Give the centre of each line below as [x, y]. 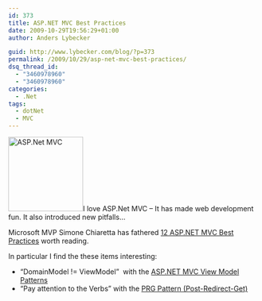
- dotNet [30, 111]
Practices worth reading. [49, 241]
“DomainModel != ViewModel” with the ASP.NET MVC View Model [129, 272]
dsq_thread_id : [33, 67]
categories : [28, 89]
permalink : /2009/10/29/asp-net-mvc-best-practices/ [98, 60]
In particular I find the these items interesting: [83, 256]
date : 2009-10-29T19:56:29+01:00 [64, 30]
